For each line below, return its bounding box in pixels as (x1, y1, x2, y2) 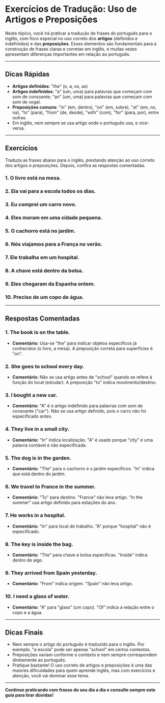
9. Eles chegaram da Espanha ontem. (5, 280, 95, 287)
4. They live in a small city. (5, 425, 70, 432)
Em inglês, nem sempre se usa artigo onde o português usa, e (12, 120, 138, 126)
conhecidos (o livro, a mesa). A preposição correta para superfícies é (12, 345, 153, 351)
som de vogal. (12, 99, 41, 105)
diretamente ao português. (12, 657, 66, 663)
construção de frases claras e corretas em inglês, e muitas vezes (5, 46, 137, 52)
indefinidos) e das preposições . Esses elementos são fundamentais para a (5, 40, 157, 46)
